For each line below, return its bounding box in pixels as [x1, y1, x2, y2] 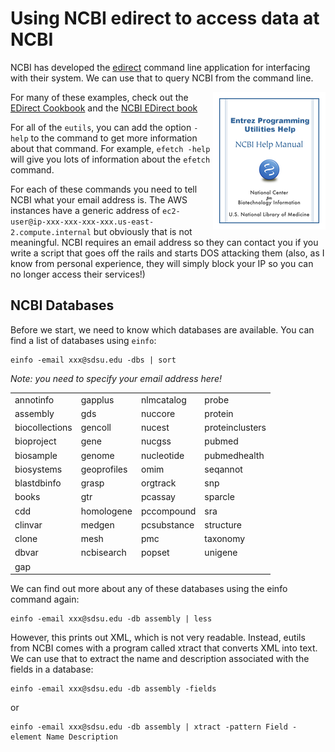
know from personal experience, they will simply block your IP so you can [10, 257, 314, 269]
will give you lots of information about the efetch [10, 153, 211, 165]
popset [141, 547, 170, 559]
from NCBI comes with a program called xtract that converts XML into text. [10, 642, 318, 654]
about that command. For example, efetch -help [10, 142, 211, 154]
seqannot [204, 463, 243, 475]
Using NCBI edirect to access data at [10, 7, 320, 30]
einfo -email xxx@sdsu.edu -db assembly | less [10, 614, 213, 624]
